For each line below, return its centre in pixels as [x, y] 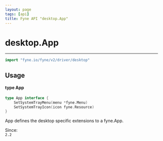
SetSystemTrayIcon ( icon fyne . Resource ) [54, 107]
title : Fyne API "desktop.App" [37, 18]
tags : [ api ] [17, 14]
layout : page [18, 9]
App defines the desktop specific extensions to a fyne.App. [64, 121]
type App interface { [27, 98]
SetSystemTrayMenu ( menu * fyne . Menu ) [51, 103]
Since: [11, 130]
